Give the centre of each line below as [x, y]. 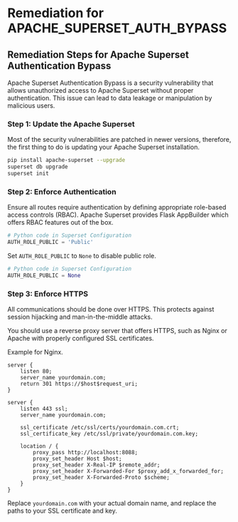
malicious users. [31, 106]
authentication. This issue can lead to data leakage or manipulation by [110, 98]
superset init [28, 174]
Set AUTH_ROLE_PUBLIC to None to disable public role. [82, 255]
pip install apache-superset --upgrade [66, 160]
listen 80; [36, 372]
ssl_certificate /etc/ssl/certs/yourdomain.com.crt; [100, 428]
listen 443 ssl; [44, 409]
